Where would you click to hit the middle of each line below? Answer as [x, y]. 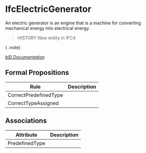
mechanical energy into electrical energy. [48, 28]
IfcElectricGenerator [48, 9]
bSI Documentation [25, 57]
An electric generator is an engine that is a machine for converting [73, 23]
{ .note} [13, 47]
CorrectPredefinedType [35, 95]
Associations [26, 121]
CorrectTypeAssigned [33, 103]
